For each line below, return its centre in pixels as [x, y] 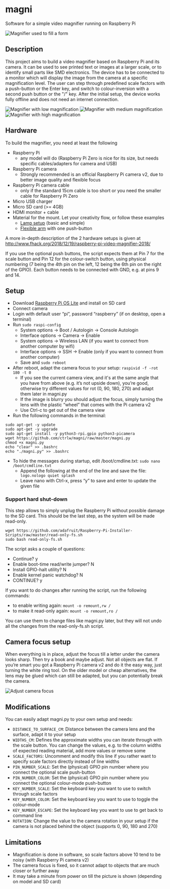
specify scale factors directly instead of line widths [66, 761]
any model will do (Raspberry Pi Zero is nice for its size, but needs [89, 158]
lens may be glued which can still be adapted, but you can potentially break [84, 676]
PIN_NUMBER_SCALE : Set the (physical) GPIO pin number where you [80, 767]
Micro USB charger [32, 201]
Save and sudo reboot [43, 362]
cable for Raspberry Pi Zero [49, 196]
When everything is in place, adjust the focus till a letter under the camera [82, 654]
